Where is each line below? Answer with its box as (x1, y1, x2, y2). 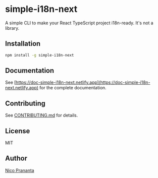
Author (5, 154, 27, 163)
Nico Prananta (5, 167, 35, 173)
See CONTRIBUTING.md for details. (5, 113, 78, 119)
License (5, 126, 30, 135)
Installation (5, 40, 41, 48)
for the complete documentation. (39, 85, 106, 91)
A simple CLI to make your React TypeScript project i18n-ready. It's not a (5, 20, 154, 26)
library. (5, 25, 20, 31)
